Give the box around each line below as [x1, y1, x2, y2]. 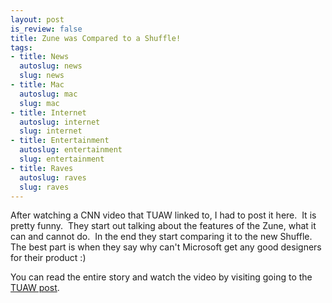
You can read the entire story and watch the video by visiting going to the [10, 271, 313, 283]
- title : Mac [10, 80, 65, 90]
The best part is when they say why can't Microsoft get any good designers [10, 241, 322, 253]
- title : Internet [10, 107, 87, 118]
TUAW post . [10, 282, 60, 294]
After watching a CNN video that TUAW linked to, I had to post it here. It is [10, 209, 317, 221]
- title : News [10, 52, 70, 62]
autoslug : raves [19, 172, 87, 183]
